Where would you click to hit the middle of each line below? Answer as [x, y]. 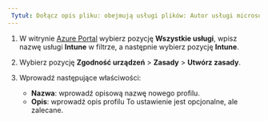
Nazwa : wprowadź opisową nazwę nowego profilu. [116, 93]
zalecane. [47, 110]
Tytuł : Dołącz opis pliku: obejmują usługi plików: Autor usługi [122, 16]
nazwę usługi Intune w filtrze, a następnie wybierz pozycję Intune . [129, 47]
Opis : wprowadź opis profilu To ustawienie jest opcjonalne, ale [134, 101]
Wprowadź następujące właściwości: [80, 77]
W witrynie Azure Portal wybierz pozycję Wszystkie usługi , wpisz [128, 38]
